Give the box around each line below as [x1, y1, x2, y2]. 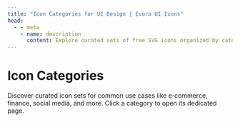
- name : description [20, 30, 81, 38]
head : [7, 17, 24, 24]
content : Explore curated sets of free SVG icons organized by [26, 37, 219, 44]
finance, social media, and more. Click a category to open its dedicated [7, 99, 217, 108]
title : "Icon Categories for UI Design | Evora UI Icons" [7, 10, 184, 18]
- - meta [14, 24, 40, 31]
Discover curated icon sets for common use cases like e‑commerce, [7, 91, 209, 100]
